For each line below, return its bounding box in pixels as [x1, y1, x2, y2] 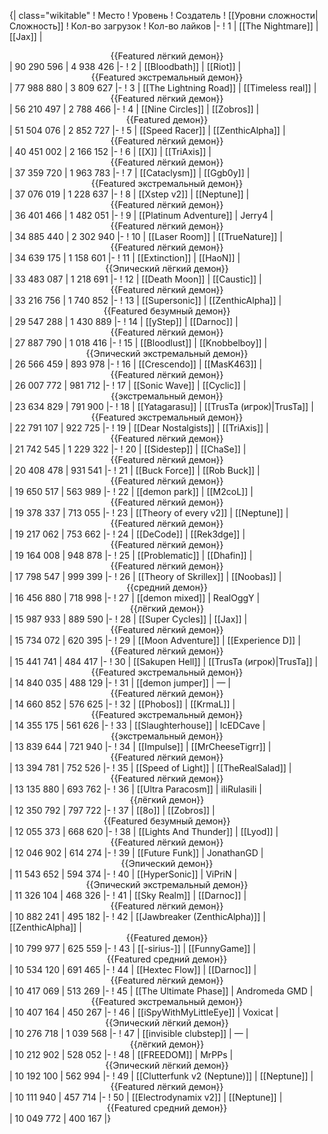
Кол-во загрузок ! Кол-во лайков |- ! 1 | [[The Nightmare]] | [70, 20, 319, 32]
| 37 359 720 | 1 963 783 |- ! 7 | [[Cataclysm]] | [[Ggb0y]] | [9, 167, 251, 179]
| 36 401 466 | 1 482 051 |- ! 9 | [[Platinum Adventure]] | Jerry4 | [9, 210, 274, 221]
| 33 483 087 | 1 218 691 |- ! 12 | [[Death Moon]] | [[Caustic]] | [9, 273, 262, 285]
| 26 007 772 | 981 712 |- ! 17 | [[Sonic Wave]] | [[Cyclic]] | [9, 380, 247, 391]
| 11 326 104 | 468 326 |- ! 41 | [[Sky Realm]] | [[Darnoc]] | [9, 890, 247, 901]
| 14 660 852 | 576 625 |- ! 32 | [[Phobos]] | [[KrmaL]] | [9, 698, 236, 710]
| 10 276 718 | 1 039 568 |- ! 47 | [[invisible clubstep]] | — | [9, 1028, 249, 1039]
